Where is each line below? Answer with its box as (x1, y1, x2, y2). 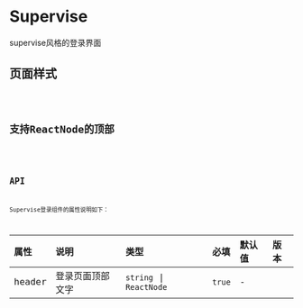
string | (124, 272, 165, 284)
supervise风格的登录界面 (9, 37, 102, 48)
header (14, 276, 47, 288)
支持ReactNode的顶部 (9, 122, 115, 136)
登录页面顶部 (55, 270, 110, 282)
